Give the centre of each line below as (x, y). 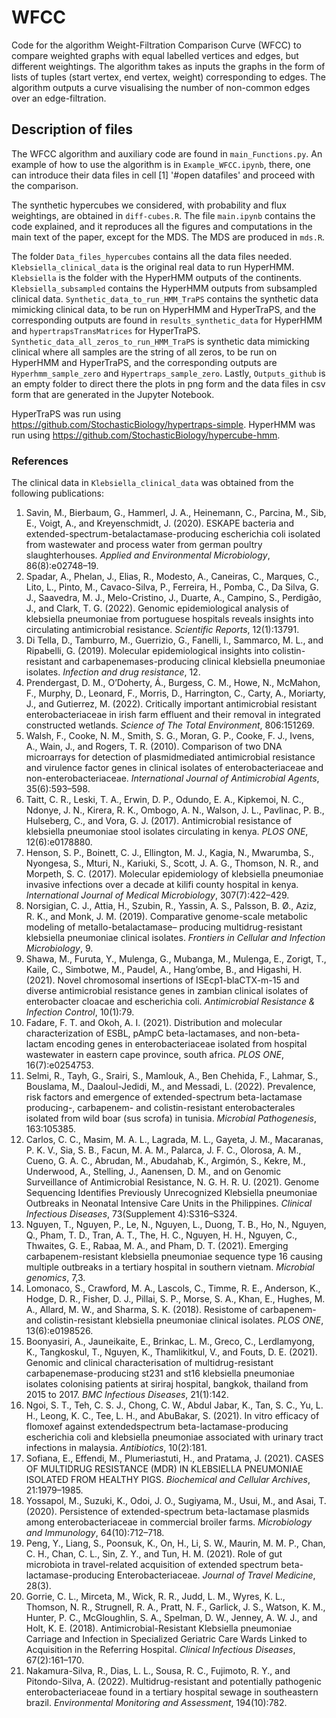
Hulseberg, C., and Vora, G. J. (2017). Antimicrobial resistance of (159, 821)
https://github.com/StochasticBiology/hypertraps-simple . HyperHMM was (163, 424)
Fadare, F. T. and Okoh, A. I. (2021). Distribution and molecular (154, 1023)
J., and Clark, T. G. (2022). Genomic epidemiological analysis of (157, 608)
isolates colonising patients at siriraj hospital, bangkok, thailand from (167, 1384)
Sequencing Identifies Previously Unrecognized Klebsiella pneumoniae (171, 1193)
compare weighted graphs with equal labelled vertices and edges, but (155, 55)
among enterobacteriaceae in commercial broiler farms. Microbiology (169, 1522)
